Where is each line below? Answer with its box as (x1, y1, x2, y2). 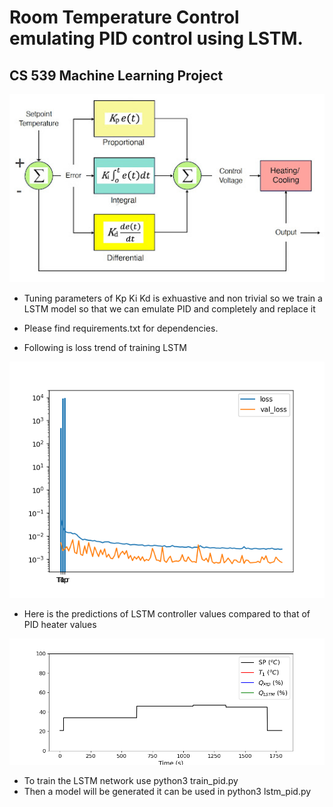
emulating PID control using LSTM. (9, 27, 304, 50)
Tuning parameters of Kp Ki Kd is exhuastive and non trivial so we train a (23, 292, 323, 305)
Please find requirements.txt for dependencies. (23, 322, 219, 335)
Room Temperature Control (9, 6, 240, 29)
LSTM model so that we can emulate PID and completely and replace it (23, 303, 316, 315)
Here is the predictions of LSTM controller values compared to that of (23, 608, 311, 620)
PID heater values (23, 619, 97, 631)
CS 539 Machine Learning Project (9, 67, 224, 84)
